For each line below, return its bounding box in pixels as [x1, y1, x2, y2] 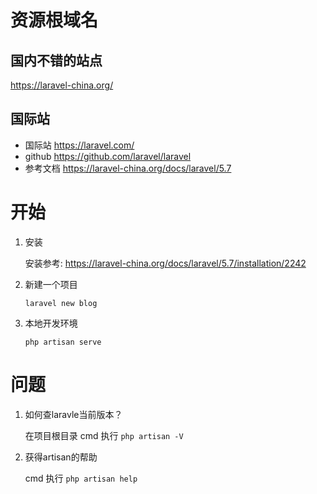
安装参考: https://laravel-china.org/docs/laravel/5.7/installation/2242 [24, 257, 307, 269]
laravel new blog [24, 298, 98, 308]
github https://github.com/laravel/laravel [24, 150, 192, 162]
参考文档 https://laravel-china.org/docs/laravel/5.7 [24, 162, 232, 174]
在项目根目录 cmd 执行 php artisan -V [24, 429, 184, 441]
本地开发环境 [24, 317, 78, 329]
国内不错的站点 [10, 52, 103, 69]
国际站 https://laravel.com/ [24, 139, 135, 151]
